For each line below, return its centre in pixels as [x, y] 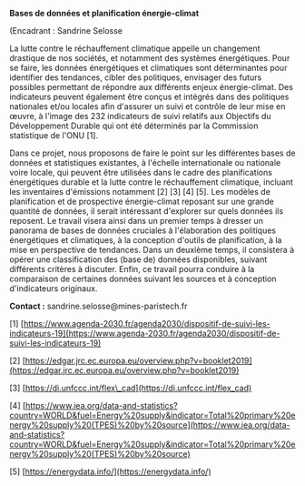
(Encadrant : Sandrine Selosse [66, 30]
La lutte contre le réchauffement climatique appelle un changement [135, 48]
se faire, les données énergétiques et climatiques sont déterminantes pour [148, 68]
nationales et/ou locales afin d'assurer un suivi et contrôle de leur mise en [148, 106]
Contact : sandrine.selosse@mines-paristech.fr [98, 306]
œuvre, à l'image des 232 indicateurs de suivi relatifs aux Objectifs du [140, 116]
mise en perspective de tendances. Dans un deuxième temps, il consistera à [152, 250]
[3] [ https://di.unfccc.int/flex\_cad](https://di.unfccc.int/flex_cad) [131, 388]
